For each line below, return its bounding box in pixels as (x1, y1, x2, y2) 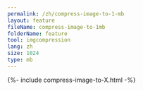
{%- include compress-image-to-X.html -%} (7, 75, 136, 84)
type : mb (7, 56, 33, 63)
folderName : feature (7, 30, 68, 37)
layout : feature (7, 17, 55, 24)
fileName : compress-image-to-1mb (7, 23, 106, 30)
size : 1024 (7, 50, 39, 57)
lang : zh (7, 43, 33, 50)
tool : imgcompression (7, 37, 71, 44)
